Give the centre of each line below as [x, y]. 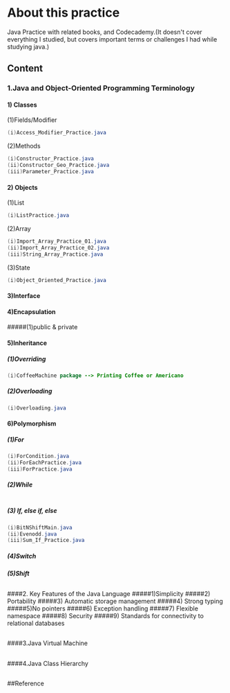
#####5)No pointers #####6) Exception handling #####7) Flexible [103, 608]
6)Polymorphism [32, 423]
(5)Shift [18, 574]
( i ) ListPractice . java [38, 216]
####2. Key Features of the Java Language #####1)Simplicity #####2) [109, 593]
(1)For [16, 439]
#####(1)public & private [42, 327]
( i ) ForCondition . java [38, 456]
